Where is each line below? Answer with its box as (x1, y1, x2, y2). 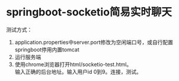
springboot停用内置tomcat (14, 46, 80, 53)
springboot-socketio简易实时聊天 (6, 5, 172, 19)
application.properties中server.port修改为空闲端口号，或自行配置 (14, 38, 174, 46)
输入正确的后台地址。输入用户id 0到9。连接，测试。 (14, 68, 142, 75)
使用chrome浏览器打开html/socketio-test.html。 (14, 60, 132, 68)
